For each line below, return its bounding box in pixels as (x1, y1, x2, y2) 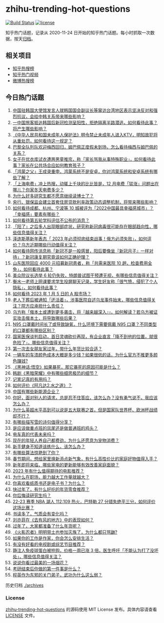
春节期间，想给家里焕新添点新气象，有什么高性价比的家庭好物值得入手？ (12, 456, 158, 462)
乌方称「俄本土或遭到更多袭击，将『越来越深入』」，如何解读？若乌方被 (12, 309, 154, 315)
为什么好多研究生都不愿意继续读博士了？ (12, 193, 94, 199)
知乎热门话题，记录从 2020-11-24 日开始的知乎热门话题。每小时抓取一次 (5, 29, 150, 35)
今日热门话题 (5, 93, 44, 102)
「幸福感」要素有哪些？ (12, 211, 60, 217)
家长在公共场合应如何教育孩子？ (21, 162, 86, 168)
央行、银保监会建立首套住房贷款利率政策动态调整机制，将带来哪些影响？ (12, 199, 158, 205)
